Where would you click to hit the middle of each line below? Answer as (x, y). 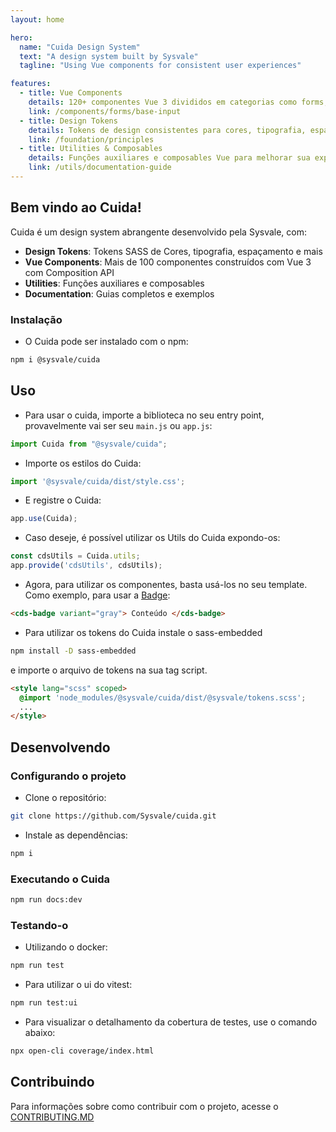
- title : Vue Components (71, 93)
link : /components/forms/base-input (105, 111)
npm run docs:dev (46, 900)
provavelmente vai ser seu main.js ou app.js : (118, 425)
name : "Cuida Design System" (80, 47)
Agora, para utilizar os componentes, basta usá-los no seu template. (166, 585)
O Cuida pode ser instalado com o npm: (106, 341)
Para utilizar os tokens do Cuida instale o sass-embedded (143, 632)
